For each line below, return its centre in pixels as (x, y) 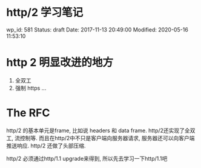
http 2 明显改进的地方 (60, 63)
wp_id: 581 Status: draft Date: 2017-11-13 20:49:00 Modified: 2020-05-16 (97, 29)
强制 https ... (31, 88)
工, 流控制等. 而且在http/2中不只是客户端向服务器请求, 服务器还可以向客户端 (100, 138)
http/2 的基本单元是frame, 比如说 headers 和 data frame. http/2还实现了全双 (101, 130)
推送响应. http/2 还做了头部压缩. (46, 146)
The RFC (28, 113)
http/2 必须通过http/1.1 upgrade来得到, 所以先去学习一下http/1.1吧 (87, 158)
